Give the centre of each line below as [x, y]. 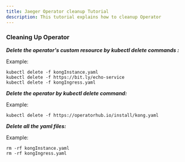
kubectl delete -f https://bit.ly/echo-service [65, 77]
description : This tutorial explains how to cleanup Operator [84, 17]
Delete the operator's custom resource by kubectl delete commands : [92, 50]
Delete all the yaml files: [36, 126]
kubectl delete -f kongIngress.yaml [51, 82]
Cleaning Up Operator [38, 37]
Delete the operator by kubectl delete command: [67, 93]
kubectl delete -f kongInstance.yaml [52, 72]
